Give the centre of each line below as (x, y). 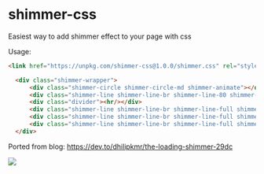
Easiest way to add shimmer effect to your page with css (100, 36)
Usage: (20, 51)
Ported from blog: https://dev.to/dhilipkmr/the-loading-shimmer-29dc (121, 146)
